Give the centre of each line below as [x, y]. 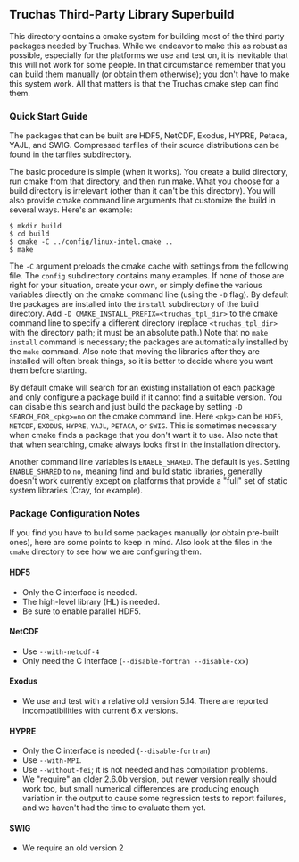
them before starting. [48, 370]
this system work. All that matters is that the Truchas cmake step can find [144, 83]
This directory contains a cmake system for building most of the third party [147, 36]
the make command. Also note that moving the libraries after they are [135, 352]
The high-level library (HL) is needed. [91, 601]
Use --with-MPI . [52, 760]
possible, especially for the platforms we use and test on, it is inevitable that [149, 55]
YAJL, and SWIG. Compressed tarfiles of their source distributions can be [144, 145]
